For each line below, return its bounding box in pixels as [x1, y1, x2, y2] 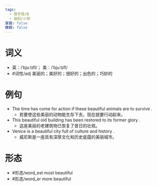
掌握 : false [5, 20, 28, 26]
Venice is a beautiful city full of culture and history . [12, 128, 115, 134]
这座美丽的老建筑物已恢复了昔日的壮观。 [19, 123, 100, 129]
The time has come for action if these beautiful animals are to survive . [12, 106, 153, 112]
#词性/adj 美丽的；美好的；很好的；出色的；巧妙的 [12, 71, 113, 77]
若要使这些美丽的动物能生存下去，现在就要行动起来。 [19, 112, 126, 117]
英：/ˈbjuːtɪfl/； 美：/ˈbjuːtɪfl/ [12, 65, 68, 70]
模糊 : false [5, 25, 28, 30]
